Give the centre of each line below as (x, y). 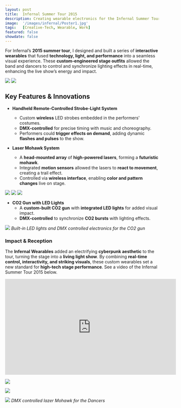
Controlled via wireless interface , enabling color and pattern (81, 178)
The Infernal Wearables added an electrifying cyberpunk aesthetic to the (80, 251)
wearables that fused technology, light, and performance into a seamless (80, 56)
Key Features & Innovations (48, 97)
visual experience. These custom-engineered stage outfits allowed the (77, 61)
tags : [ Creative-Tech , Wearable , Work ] (48, 28)
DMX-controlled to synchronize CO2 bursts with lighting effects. (85, 218)
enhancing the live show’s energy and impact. (51, 71)
